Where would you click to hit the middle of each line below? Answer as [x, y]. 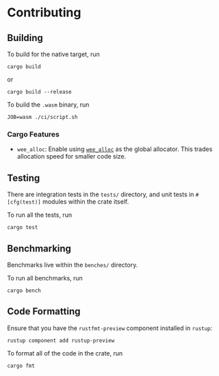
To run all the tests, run [40, 215]
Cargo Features [33, 134]
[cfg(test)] [24, 202]
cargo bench [24, 291]
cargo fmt [21, 366]
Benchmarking [39, 249]
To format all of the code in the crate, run [65, 353]
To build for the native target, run [54, 54]
